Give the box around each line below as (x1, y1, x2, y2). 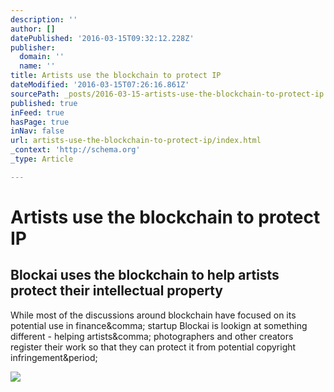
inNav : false (10, 126, 65, 136)
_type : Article (10, 154, 74, 164)
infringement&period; (10, 351, 98, 363)
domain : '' (19, 52, 65, 62)
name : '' (19, 61, 56, 71)
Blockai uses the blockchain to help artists (10, 267, 280, 284)
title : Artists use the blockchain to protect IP (10, 71, 222, 81)
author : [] (10, 24, 56, 34)
